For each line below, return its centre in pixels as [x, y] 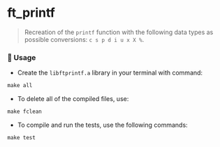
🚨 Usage [22, 57]
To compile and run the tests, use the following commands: [102, 125]
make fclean [24, 112]
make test [22, 137]
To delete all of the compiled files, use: [73, 99]
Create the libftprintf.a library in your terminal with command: [110, 73]
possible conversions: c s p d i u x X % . [84, 39]
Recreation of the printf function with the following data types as [119, 32]
